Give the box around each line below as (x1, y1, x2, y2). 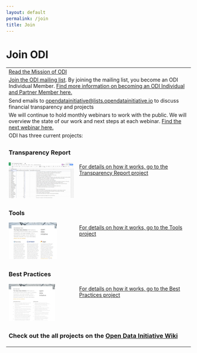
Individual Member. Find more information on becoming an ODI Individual (8, 83, 185, 90)
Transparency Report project (79, 169, 148, 176)
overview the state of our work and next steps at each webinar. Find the (8, 117, 182, 124)
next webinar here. (8, 124, 54, 131)
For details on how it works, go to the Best (79, 285, 181, 293)
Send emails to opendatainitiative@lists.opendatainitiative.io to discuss (8, 97, 179, 104)
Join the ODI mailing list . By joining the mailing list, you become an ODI (8, 76, 179, 83)
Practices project (79, 291, 120, 298)
